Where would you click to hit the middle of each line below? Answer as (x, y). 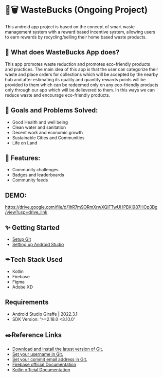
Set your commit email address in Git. (50, 359)
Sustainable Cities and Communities (48, 138)
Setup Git (21, 239)
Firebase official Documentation (44, 365)
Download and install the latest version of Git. (58, 349)
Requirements (27, 302)
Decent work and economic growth (47, 132)
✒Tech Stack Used (34, 260)
